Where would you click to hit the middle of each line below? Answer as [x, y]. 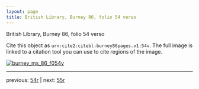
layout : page [22, 11]
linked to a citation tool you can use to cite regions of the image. [84, 51]
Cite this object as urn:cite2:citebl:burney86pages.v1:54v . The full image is [99, 45]
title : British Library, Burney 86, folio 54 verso [71, 17]
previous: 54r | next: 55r [36, 80]
